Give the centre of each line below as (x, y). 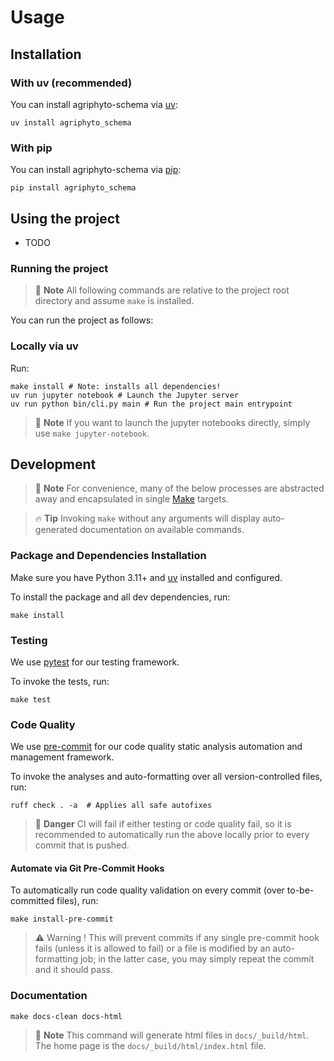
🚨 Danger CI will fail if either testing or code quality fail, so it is (163, 824)
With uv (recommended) (71, 83)
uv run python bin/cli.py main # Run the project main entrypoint (151, 404)
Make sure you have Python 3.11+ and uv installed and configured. (146, 577)
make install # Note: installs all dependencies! (116, 386)
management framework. (62, 757)
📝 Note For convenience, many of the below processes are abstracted (179, 488)
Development (53, 464)
